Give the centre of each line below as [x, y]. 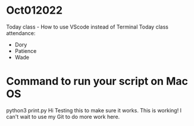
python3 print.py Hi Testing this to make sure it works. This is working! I [94, 110]
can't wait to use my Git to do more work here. [63, 116]
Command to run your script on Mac [97, 81]
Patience [26, 51]
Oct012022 [35, 10]
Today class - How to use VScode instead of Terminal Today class [87, 27]
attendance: [21, 33]
